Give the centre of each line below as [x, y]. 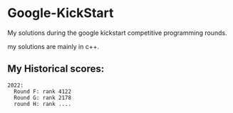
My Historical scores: [56, 69]
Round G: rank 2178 [43, 97]
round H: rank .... [43, 104]
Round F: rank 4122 [43, 91]
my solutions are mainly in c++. [53, 46]
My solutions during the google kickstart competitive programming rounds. [117, 33]
